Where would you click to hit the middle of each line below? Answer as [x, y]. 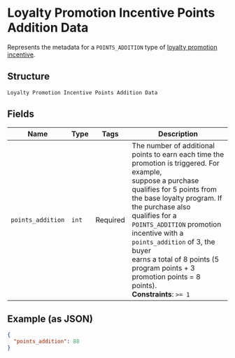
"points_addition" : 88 [47, 342]
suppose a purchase [165, 180]
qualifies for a [154, 215]
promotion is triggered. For [176, 163]
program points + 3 [163, 268]
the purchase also [161, 206]
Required [111, 220]
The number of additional [173, 145]
